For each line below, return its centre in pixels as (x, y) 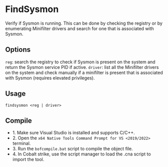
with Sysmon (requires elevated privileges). (50, 78)
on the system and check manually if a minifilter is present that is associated (84, 72)
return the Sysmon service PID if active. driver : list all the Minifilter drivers (82, 67)
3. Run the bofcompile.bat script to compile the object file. (73, 149)
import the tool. (28, 159)
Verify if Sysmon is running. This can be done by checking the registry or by (84, 23)
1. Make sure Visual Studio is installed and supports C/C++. (74, 133)
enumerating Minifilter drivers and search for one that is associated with (80, 28)
